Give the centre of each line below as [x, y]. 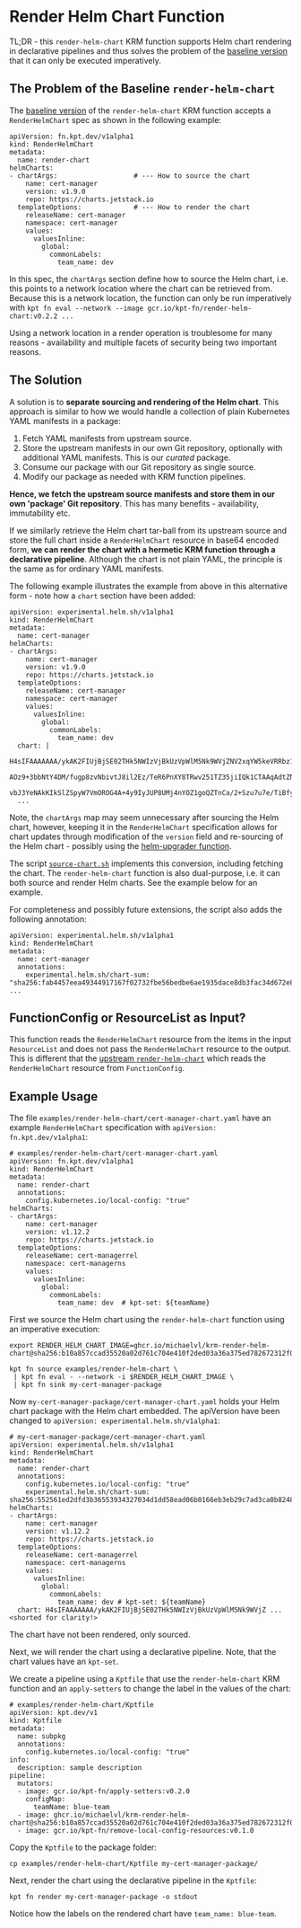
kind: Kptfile [36, 1721]
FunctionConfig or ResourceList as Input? [128, 1017]
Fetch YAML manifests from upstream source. [107, 438]
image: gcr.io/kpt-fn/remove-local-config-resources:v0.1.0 [140, 1831]
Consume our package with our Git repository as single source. [139, 467]
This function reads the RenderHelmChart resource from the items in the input [150, 1039]
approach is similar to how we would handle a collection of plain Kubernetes [150, 411]
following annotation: [48, 919]
